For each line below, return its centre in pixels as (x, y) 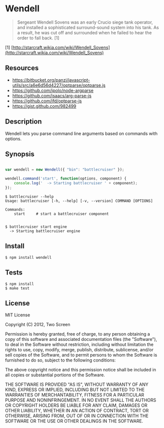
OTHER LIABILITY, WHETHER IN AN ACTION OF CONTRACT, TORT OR (77, 411)
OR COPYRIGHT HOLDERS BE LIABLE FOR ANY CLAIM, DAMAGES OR (76, 405)
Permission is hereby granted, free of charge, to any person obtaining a (78, 334)
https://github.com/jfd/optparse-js (47, 101)
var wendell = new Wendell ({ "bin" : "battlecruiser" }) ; (65, 170)
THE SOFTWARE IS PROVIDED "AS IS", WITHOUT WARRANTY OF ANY (77, 385)
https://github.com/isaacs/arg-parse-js (52, 95)
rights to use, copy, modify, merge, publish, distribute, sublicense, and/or (79, 350)
